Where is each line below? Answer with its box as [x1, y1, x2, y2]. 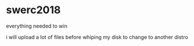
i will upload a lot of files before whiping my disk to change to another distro [6, 33, 188, 40]
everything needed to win [6, 22, 68, 29]
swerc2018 [6, 3, 61, 17]
